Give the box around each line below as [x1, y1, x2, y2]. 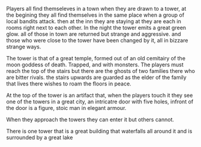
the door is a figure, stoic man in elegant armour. [6, 105, 127, 111]
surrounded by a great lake [6, 134, 73, 141]
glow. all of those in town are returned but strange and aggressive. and [6, 30, 181, 38]
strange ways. [6, 43, 41, 50]
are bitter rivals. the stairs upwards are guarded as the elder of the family [6, 74, 187, 81]
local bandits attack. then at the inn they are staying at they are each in [6, 18, 181, 24]
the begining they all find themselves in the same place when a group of [6, 11, 185, 19]
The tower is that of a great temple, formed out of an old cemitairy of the [6, 55, 186, 62]
